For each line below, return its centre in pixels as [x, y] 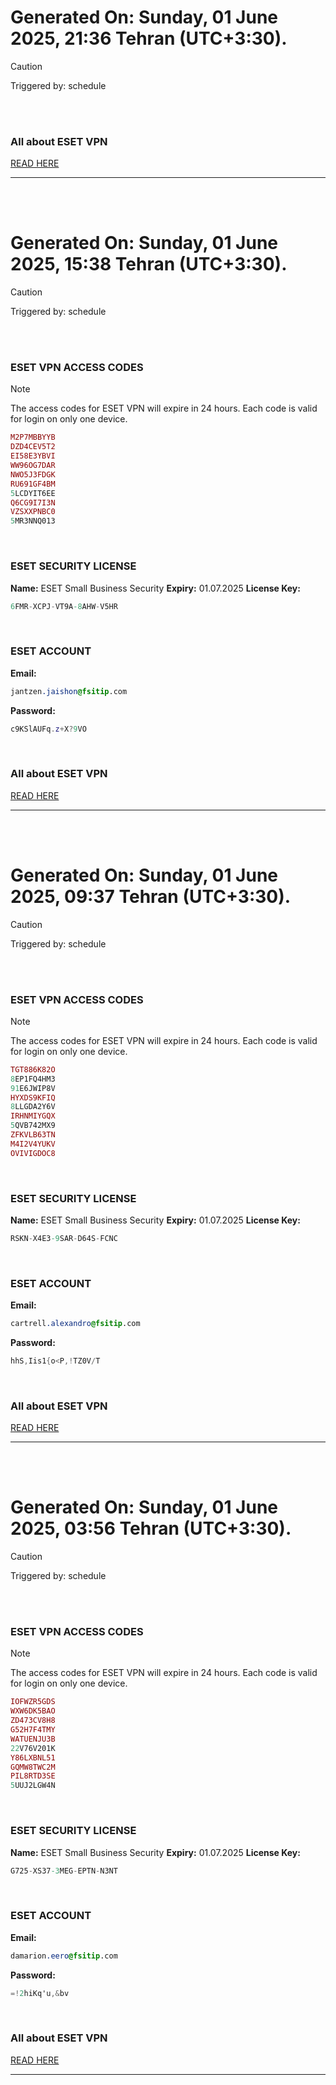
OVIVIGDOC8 [33, 1153]
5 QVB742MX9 [33, 1126]
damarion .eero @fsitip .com [64, 1956]
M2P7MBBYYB [33, 437]
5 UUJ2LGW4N [33, 1786]
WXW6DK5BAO [33, 1711]
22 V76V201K [33, 1748]
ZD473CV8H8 [33, 1721]
